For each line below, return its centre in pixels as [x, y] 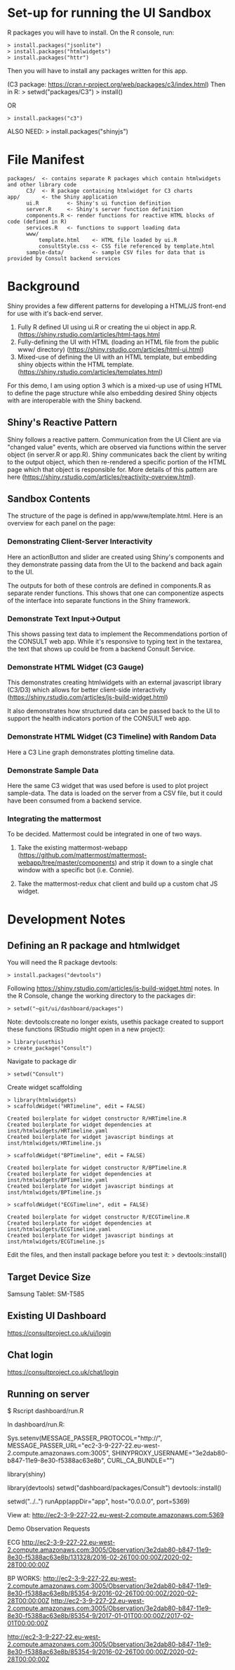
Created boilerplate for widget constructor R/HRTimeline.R [97, 1119]
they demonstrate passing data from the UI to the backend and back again [115, 564]
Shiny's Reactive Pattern [62, 422]
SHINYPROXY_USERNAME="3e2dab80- [170, 1453]
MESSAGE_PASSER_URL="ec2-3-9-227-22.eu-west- [84, 1446]
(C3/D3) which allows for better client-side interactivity [87, 690]
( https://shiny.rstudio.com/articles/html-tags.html [88, 334]
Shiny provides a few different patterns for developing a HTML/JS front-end [117, 306]
